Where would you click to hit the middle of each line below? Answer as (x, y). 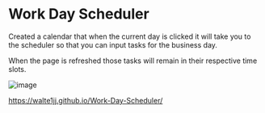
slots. (17, 69)
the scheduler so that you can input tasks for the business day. (113, 44)
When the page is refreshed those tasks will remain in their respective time (133, 61)
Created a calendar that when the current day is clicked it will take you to (130, 36)
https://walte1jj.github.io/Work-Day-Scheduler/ (86, 100)
